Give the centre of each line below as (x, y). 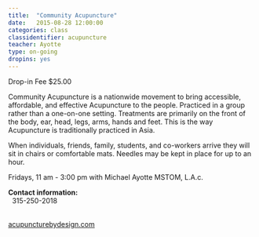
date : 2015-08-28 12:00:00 (56, 23)
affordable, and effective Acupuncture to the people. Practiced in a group (127, 105)
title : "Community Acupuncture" (63, 15)
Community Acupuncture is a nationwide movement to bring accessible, (125, 97)
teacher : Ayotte (35, 45)
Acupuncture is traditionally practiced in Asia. (82, 129)
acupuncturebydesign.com (52, 224)
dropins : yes (29, 60)
